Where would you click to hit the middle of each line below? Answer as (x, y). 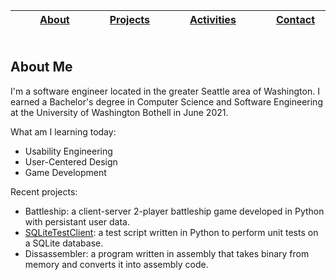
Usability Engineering (68, 151)
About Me (41, 67)
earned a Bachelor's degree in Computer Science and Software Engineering (166, 101)
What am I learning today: (63, 131)
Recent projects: (44, 191)
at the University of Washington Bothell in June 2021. (119, 112)
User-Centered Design (71, 161)
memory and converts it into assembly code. (116, 264)
